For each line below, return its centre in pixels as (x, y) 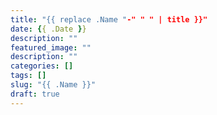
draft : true (35, 94)
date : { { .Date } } (48, 29)
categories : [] (42, 66)
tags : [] (28, 76)
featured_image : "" (51, 47)
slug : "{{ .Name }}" (53, 85)
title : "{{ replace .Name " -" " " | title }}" (109, 19)
